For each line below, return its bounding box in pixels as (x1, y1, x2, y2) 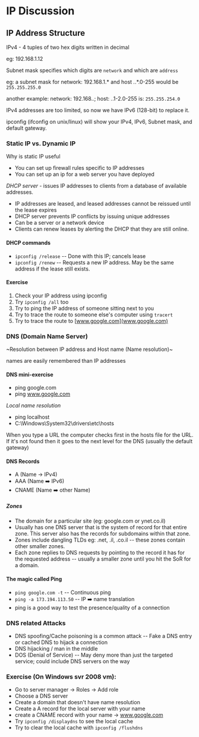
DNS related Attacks (6, 618, 66, 627)
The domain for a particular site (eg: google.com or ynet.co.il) (14, 517, 166, 525)
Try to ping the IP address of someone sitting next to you (14, 304, 154, 312)
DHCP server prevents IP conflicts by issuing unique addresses (14, 213, 170, 220)
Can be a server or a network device (14, 219, 105, 226)
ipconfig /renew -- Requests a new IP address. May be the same (14, 259, 174, 266)
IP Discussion (6, 4, 75, 18)
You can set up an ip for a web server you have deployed (14, 171, 154, 178)
